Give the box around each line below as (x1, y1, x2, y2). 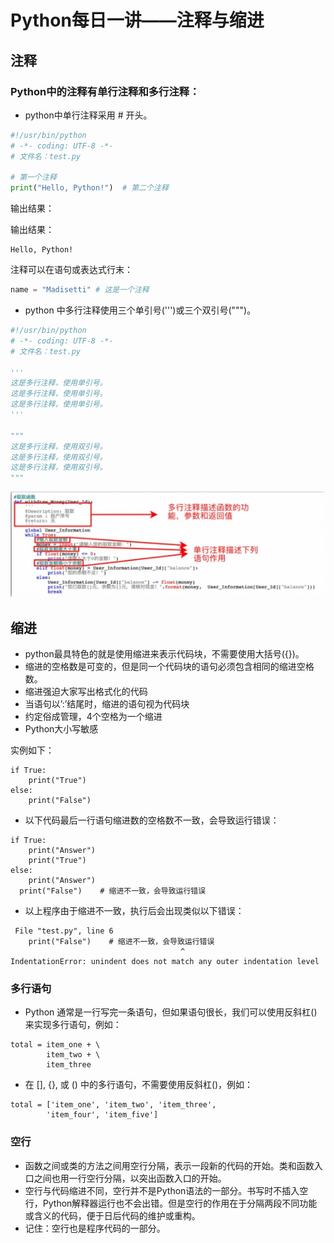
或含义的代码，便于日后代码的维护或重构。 (24, 1209, 201, 1221)
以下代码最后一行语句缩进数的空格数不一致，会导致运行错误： (24, 814, 280, 826)
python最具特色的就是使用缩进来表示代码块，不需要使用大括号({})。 (24, 648, 305, 660)
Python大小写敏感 (24, 723, 99, 735)
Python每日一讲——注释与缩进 (10, 9, 265, 32)
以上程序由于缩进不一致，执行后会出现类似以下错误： (24, 905, 245, 917)
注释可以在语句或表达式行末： (10, 264, 133, 276)
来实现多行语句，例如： (24, 1019, 122, 1031)
